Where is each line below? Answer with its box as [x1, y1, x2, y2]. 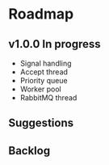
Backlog [8, 143, 51, 158]
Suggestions [8, 116, 74, 130]
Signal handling [19, 58, 72, 68]
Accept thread [19, 67, 69, 77]
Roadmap [8, 5, 74, 23]
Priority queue [19, 76, 68, 85]
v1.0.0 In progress [8, 37, 101, 51]
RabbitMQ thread [19, 93, 78, 102]
